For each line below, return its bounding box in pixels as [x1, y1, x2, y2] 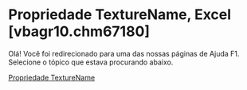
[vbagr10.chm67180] [8, 22, 150, 41]
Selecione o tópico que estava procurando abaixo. [8, 57, 174, 67]
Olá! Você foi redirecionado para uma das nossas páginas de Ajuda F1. [8, 49, 240, 58]
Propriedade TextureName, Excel [8, 6, 232, 24]
